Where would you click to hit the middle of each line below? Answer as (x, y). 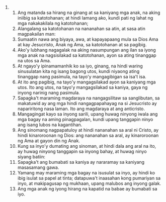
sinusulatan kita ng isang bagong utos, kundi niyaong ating (78, 71)
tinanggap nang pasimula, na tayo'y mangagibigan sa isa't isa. (82, 77)
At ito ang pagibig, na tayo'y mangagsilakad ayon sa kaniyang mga (87, 82)
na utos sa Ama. (34, 61)
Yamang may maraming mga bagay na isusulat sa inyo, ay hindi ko (86, 173)
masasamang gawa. (38, 167)
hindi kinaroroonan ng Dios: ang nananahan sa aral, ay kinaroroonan (88, 135)
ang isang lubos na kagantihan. (50, 125)
